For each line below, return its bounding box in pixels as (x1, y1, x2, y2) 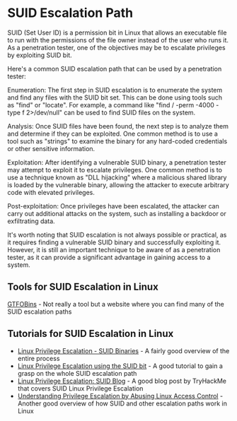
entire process (17, 354, 60, 362)
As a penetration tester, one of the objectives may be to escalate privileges (7, 43, 226, 52)
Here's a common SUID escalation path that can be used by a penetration (7, 64, 222, 73)
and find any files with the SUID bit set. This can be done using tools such (7, 93, 223, 102)
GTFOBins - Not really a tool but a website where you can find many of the (7, 300, 224, 308)
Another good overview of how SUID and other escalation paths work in (17, 399, 228, 408)
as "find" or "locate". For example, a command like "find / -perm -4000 (7, 100, 214, 109)
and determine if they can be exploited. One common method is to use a (7, 129, 218, 138)
